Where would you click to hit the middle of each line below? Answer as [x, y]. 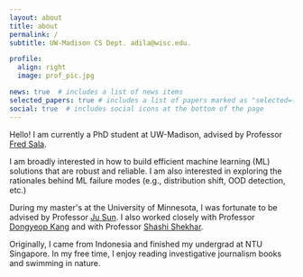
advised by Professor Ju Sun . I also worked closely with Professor [132, 217]
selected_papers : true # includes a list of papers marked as [129, 100]
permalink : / [34, 34]
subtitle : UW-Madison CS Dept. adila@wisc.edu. [101, 43]
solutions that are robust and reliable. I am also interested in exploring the [146, 171]
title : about [34, 26]
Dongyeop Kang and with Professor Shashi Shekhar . [106, 227]
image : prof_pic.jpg [56, 76]
